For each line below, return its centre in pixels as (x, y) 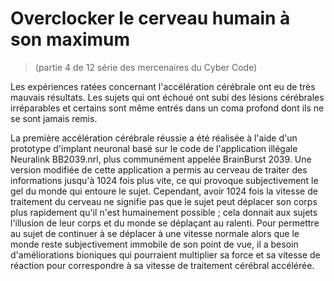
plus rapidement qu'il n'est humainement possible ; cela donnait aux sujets (164, 212)
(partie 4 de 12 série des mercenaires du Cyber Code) (146, 67)
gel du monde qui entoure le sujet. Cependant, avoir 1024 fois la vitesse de (164, 191)
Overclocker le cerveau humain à (150, 18)
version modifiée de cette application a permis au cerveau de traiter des (159, 169)
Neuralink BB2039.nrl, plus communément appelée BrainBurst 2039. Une (161, 159)
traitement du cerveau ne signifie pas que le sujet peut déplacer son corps (164, 201)
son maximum (70, 39)
